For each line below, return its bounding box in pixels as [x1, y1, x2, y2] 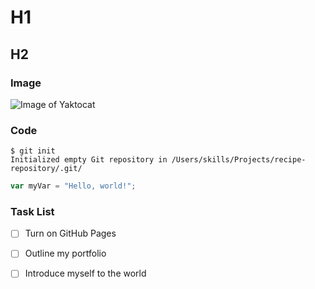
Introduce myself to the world [24, 267, 147, 280]
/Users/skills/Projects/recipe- [171, 155, 307, 165]
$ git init [10, 146, 56, 156]
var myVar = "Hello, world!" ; [10, 181, 137, 191]
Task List [10, 204, 55, 218]
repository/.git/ [10, 164, 83, 174]
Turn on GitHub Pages [24, 227, 117, 240]
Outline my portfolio [24, 247, 107, 260]
